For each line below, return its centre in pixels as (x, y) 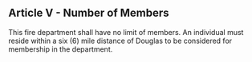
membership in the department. (61, 49)
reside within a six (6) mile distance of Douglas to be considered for (120, 41)
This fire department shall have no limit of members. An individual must (126, 32)
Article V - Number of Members (89, 13)
